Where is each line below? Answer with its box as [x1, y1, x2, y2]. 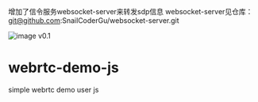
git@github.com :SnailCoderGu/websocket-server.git [8, 16, 180, 25]
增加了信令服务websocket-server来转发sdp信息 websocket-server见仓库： [8, 7, 253, 16]
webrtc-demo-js [8, 59, 119, 77]
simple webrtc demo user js [8, 85, 99, 94]
